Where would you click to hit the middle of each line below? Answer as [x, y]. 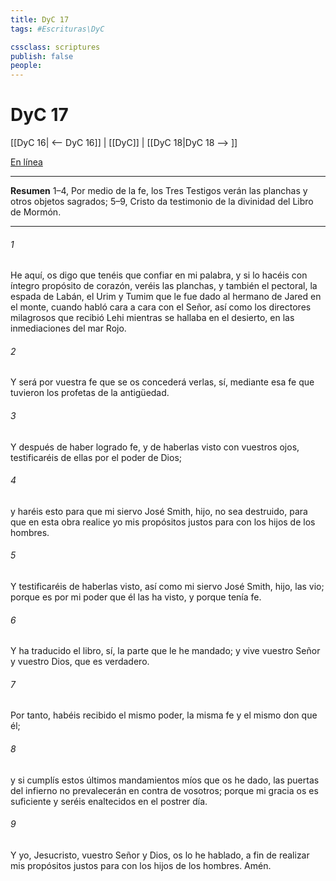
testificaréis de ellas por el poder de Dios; [96, 457]
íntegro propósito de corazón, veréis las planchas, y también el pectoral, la [164, 286]
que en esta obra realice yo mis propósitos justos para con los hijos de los [163, 522]
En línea [26, 162]
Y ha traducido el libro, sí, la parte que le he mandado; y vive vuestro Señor [165, 651]
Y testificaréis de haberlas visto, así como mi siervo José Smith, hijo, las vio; [167, 587]
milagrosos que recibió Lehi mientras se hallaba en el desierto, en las [152, 318]
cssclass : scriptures [55, 47]
